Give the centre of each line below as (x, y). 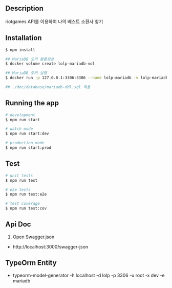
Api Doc (18, 225)
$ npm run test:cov (26, 208)
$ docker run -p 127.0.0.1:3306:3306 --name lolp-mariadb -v (72, 78)
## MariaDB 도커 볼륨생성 (30, 59)
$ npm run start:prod (28, 148)
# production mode (25, 143)
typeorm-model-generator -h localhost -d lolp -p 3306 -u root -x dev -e (89, 275)
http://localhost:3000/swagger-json (50, 246)
